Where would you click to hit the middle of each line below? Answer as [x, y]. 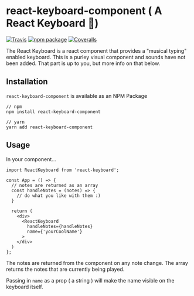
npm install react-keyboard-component [53, 112]
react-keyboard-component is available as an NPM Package [77, 96]
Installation [27, 82]
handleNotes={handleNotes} [60, 226]
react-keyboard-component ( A [84, 11]
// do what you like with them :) [59, 195]
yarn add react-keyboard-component [50, 127]
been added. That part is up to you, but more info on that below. [83, 63]
